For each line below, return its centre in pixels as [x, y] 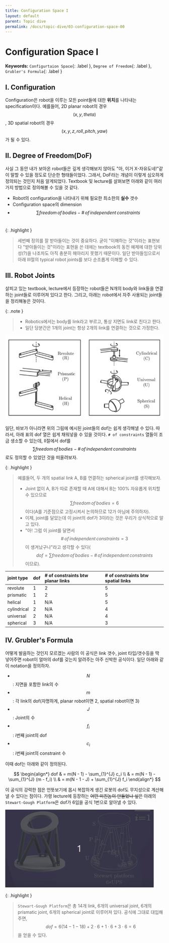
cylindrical [18, 609]
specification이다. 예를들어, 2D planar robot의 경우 [56, 106]
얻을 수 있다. [35, 935]
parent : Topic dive [26, 21]
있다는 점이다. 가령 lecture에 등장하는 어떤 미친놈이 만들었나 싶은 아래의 [86, 796]
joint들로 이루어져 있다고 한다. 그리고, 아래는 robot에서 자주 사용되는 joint [86, 295]
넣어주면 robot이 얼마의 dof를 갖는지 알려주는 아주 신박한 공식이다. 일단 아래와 [82, 659]
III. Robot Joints [30, 276]
